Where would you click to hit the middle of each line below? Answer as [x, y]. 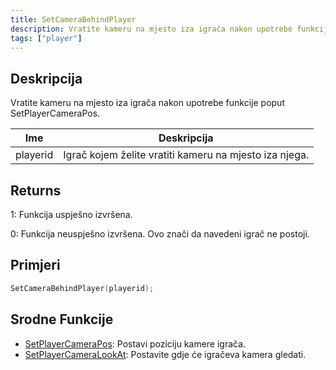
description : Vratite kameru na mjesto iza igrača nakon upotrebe [151, 29]
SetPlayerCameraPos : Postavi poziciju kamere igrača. [135, 343]
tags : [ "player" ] [46, 38]
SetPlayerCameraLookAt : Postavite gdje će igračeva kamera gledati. [165, 354]
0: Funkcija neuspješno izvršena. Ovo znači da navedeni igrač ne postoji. [160, 234]
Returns [36, 190]
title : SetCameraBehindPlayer [73, 19]
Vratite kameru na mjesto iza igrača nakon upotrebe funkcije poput [147, 103]
